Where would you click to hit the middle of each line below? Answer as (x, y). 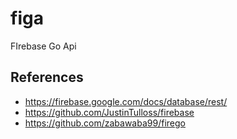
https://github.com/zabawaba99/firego (105, 123)
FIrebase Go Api (43, 46)
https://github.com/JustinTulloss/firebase (109, 112)
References (47, 77)
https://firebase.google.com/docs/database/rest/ (126, 101)
